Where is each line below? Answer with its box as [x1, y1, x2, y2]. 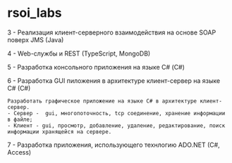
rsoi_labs [7, 5, 62, 21]
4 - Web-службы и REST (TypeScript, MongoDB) [7, 49, 151, 58]
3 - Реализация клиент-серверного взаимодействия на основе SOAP [7, 28, 216, 37]
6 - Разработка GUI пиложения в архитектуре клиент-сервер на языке [7, 76, 221, 85]
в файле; [7, 116, 33, 123]
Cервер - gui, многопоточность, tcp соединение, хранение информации [13, 110, 226, 117]
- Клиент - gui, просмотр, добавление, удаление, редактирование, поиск [7, 122, 226, 129]
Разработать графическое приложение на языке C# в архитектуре [7, 97, 197, 105]
